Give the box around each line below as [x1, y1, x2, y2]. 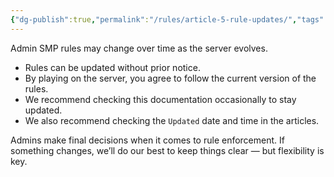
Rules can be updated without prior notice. [24, 61, 201, 73]
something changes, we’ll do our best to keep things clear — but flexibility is [10, 144, 325, 156]
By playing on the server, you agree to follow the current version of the [24, 72, 317, 84]
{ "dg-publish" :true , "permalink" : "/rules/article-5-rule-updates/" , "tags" [10, 14, 325, 25]
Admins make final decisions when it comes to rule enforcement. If [10, 134, 285, 146]
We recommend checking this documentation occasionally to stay [24, 93, 297, 105]
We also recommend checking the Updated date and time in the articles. [24, 114, 320, 126]
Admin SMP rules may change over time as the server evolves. [10, 42, 268, 54]
